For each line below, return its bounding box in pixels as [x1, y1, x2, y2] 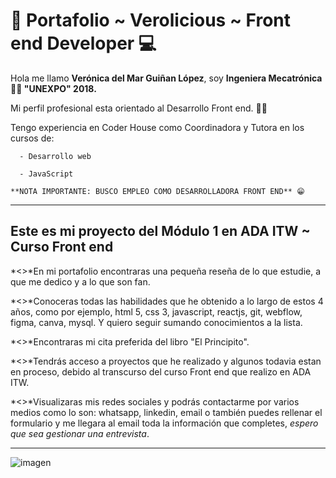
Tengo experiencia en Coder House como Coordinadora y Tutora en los [10, 121, 305, 133]
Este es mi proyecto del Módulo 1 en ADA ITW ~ [10, 223, 311, 240]
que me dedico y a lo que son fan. [10, 275, 151, 288]
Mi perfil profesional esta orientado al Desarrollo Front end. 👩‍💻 [10, 102, 268, 114]
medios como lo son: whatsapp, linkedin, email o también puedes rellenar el [10, 406, 323, 418]
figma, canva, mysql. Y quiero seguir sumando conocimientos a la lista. [10, 316, 303, 328]
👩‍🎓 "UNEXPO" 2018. [10, 82, 97, 94]
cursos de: [10, 132, 55, 144]
